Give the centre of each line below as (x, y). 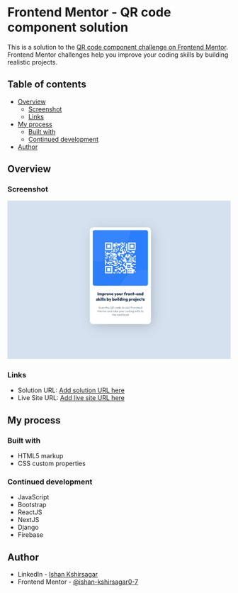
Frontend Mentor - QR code (89, 12)
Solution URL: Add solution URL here (71, 390)
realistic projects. (33, 62)
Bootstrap (32, 505)
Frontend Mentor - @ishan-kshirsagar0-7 (78, 582)
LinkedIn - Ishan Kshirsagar (58, 575)
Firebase (30, 535)
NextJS (28, 520)
